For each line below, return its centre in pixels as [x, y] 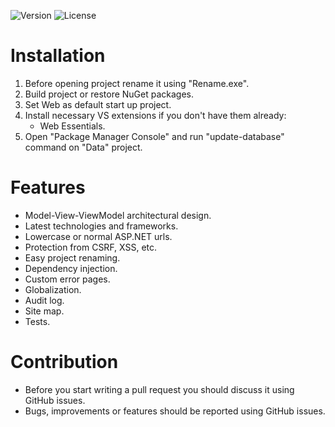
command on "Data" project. [83, 147]
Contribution [64, 362]
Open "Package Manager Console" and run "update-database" [154, 136]
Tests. [37, 321]
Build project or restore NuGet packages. [109, 94]
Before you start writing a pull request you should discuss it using [159, 389]
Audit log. [44, 300]
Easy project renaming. [72, 257]
